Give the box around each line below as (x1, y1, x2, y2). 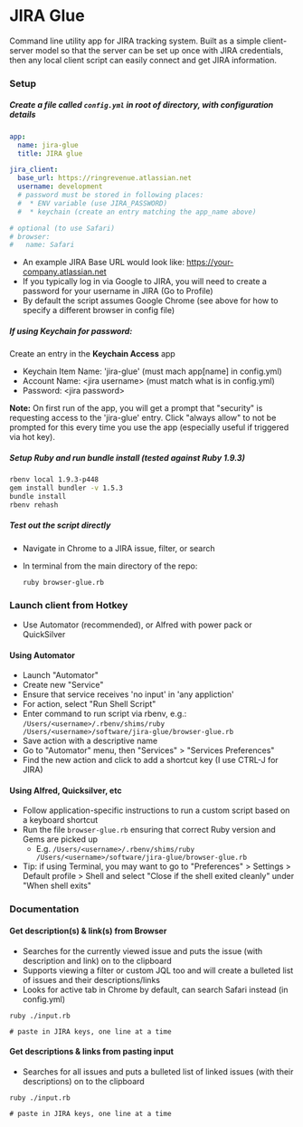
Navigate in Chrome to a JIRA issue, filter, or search (22, 542, 215, 553)
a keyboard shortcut (22, 815, 99, 826)
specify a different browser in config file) (22, 305, 175, 316)
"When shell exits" (22, 880, 92, 892)
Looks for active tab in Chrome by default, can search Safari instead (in (22, 984, 289, 995)
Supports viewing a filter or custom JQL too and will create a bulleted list (22, 965, 294, 976)
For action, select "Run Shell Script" (22, 699, 156, 710)
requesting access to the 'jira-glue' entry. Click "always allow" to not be (9, 413, 277, 424)
